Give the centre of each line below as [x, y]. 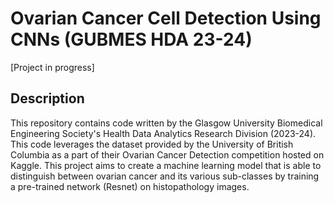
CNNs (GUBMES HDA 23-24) [131, 39]
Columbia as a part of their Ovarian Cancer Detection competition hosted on [167, 154]
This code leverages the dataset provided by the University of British [152, 144]
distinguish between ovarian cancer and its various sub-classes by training [165, 176]
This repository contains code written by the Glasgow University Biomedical [166, 123]
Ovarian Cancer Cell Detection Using [166, 18]
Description [47, 98]
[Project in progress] [52, 67]
